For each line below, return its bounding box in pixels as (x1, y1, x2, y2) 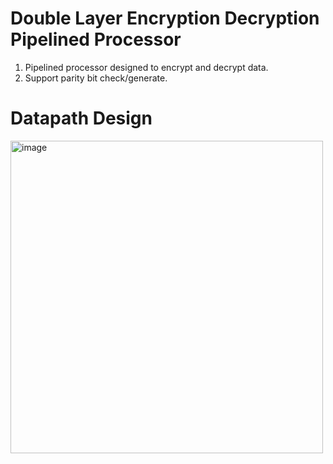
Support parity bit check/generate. (24, 72, 168, 84)
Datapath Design (10, 107, 153, 130)
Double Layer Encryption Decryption (10, 7, 320, 30)
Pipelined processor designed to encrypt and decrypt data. (24, 61, 269, 73)
